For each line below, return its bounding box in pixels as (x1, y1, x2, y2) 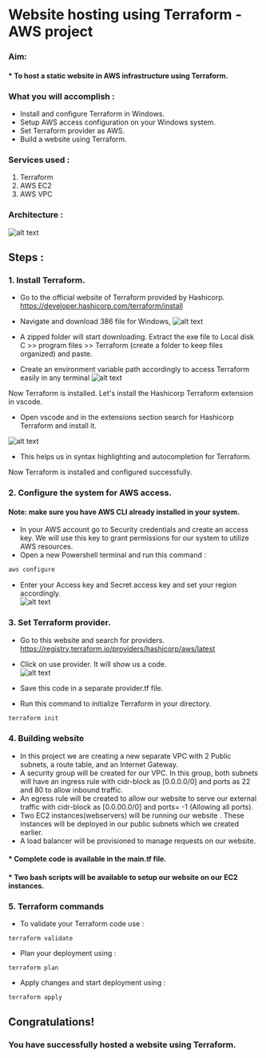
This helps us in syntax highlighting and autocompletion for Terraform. (19, 452, 252, 462)
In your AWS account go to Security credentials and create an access (19, 525, 249, 534)
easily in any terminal (19, 373, 90, 382)
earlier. (19, 827, 43, 837)
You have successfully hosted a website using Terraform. (8, 1039, 236, 1050)
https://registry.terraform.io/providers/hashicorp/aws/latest (19, 644, 216, 653)
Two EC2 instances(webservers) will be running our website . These (19, 810, 245, 820)
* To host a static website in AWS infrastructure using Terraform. (8, 70, 228, 81)
